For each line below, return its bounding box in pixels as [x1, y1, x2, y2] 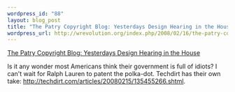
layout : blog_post [7, 17, 61, 24]
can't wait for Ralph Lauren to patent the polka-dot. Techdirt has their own [7, 70, 221, 78]
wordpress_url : [7, 29, 52, 37]
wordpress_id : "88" [7, 10, 64, 17]
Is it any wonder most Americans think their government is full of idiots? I [7, 62, 218, 70]
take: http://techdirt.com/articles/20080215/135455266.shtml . [7, 77, 186, 86]
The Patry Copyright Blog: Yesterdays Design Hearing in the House [7, 49, 201, 57]
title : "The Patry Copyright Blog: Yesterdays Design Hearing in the [7, 23, 215, 30]
